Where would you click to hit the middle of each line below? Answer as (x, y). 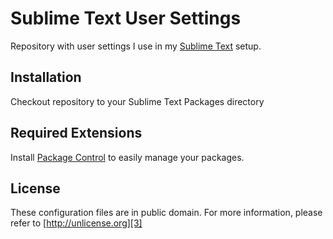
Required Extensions (76, 133)
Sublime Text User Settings (126, 18)
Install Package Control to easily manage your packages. (127, 157)
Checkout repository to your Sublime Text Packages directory (137, 101)
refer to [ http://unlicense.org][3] (76, 223)
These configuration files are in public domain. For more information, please (166, 213)
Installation (46, 77)
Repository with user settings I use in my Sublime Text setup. (136, 46)
